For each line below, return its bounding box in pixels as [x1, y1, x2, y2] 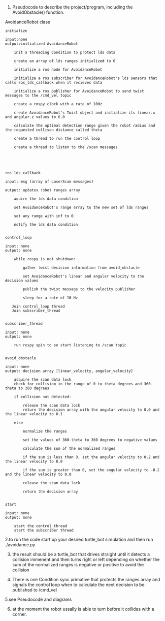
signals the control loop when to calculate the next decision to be [12, 582, 145, 588]
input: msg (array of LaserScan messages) [5, 179, 94, 184]
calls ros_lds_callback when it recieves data [5, 80, 102, 85]
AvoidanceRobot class [5, 19, 50, 25]
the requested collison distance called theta [5, 127, 102, 132]
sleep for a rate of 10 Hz [23, 295, 78, 300]
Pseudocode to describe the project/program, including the [12, 4, 133, 10]
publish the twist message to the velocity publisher [23, 287, 135, 292]
